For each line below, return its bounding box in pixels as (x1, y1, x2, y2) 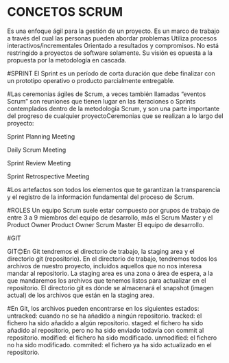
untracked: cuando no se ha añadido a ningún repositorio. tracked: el (7, 312, 202, 320)
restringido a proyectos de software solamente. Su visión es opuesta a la (7, 49, 213, 57)
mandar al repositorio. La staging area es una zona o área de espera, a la (7, 269, 213, 277)
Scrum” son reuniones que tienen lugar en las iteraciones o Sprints (7, 97, 196, 105)
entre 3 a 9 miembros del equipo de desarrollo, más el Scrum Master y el (7, 213, 213, 222)
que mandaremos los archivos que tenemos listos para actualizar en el (7, 276, 206, 285)
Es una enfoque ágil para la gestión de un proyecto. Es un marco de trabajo (7, 27, 220, 35)
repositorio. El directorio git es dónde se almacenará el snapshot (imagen (7, 283, 214, 292)
